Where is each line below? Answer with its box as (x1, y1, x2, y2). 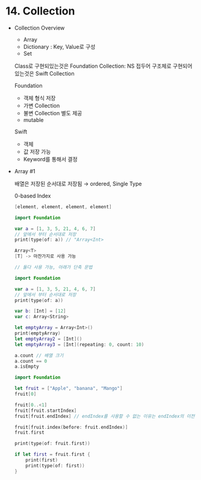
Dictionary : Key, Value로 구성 (23, 43, 96, 50)
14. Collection (5, 4, 75, 18)
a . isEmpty (14, 363, 40, 370)
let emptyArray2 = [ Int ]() (14, 336, 82, 342)
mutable (23, 116, 44, 123)
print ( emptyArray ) (14, 330, 61, 336)
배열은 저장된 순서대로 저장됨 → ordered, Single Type (14, 180, 142, 187)
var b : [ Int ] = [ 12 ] (14, 308, 66, 315)
